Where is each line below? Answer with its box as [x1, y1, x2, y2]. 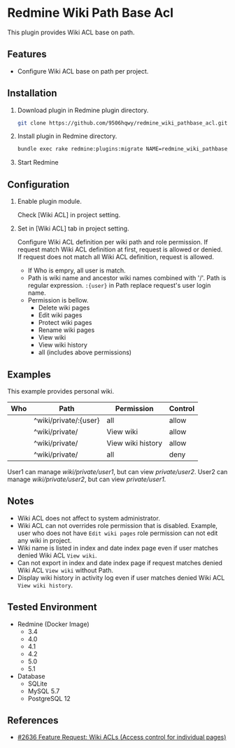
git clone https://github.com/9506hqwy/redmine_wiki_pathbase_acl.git [17, 119, 228, 127]
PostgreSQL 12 [27, 694, 71, 702]
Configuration [7, 179, 70, 191]
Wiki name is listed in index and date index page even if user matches [17, 543, 219, 552]
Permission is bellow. [27, 296, 89, 305]
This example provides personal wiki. [7, 387, 114, 395]
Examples [7, 368, 51, 380]
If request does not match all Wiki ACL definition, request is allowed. [17, 253, 215, 261]
